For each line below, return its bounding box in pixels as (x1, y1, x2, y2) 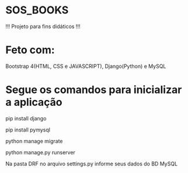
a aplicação (5, 96, 62, 109)
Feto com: (5, 43, 55, 57)
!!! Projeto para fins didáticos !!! (5, 23, 81, 30)
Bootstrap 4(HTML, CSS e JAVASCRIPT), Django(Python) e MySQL (5, 63, 166, 70)
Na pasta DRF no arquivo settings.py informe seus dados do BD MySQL (5, 160, 178, 167)
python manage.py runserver (5, 148, 75, 155)
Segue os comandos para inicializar (5, 83, 182, 96)
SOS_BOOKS (5, 4, 69, 17)
